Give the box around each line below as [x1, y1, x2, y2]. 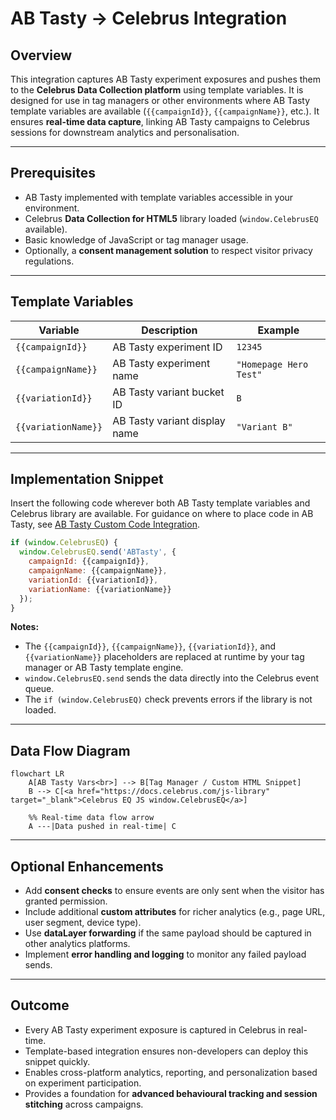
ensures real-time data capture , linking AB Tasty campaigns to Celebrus [10, 116, 310, 127]
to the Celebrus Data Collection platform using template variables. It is [10, 84, 304, 96]
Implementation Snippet [10, 471, 164, 488]
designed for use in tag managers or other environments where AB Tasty [10, 95, 311, 106]
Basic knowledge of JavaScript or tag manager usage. [24, 233, 249, 246]
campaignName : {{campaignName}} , [28, 566, 168, 576]
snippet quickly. [24, 1055, 91, 1067]
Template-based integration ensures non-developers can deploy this [24, 1045, 309, 1057]
